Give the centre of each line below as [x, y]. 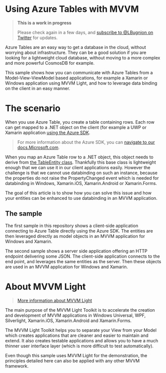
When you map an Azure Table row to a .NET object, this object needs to [79, 157]
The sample [24, 214]
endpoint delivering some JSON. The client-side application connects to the [83, 256]
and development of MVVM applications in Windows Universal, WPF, [76, 315]
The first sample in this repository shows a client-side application [72, 226]
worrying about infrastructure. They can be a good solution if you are [76, 52]
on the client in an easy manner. [38, 88]
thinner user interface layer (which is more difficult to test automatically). [79, 346]
